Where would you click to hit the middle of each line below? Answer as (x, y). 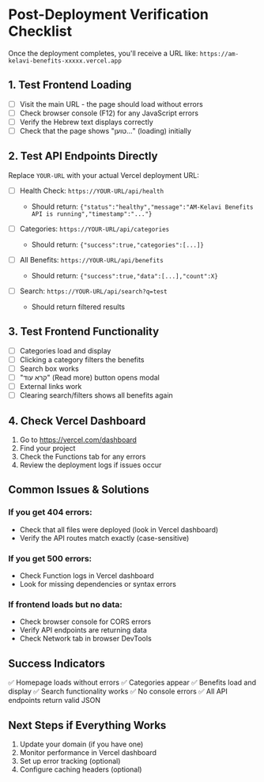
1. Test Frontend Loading (70, 85)
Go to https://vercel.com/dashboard (78, 440)
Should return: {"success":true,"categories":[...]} (117, 244)
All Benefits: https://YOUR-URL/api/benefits (91, 259)
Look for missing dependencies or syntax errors (98, 584)
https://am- (219, 54)
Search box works (49, 368)
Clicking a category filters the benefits (82, 359)
